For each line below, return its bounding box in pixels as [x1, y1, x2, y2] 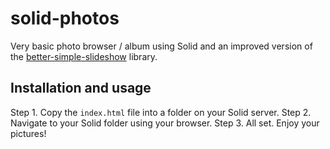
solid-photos [10, 7, 120, 30]
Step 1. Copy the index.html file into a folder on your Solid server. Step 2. [10, 106, 312, 118]
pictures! [10, 127, 47, 139]
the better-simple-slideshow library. [10, 50, 158, 62]
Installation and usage [10, 80, 152, 97]
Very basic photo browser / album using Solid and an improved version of [10, 40, 313, 52]
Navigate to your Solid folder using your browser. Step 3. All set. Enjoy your [10, 117, 320, 129]
